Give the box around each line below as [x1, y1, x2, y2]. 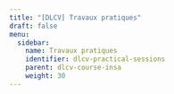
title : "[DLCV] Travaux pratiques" [9, 13, 142, 22]
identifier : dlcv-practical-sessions [25, 55, 166, 64]
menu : [9, 30, 29, 38]
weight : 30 [25, 72, 66, 81]
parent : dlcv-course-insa [25, 64, 122, 73]
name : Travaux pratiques [25, 47, 118, 56]
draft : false [9, 21, 58, 30]
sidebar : [17, 38, 50, 47]
